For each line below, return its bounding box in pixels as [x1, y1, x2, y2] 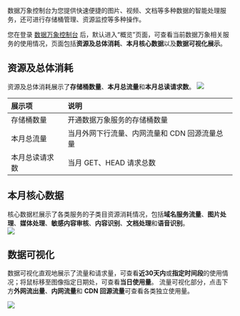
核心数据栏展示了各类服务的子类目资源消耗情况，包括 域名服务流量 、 [7, 210, 208, 218]
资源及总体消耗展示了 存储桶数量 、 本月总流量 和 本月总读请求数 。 [7, 82, 195, 91]
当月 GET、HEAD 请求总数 [67, 158, 156, 168]
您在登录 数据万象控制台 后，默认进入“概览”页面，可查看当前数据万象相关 [7, 31, 224, 39]
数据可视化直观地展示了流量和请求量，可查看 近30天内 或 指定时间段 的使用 [7, 269, 223, 277]
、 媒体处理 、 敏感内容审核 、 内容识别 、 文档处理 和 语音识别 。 [14, 218, 189, 227]
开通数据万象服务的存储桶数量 [67, 115, 169, 125]
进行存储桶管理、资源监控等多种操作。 [31, 15, 145, 24]
